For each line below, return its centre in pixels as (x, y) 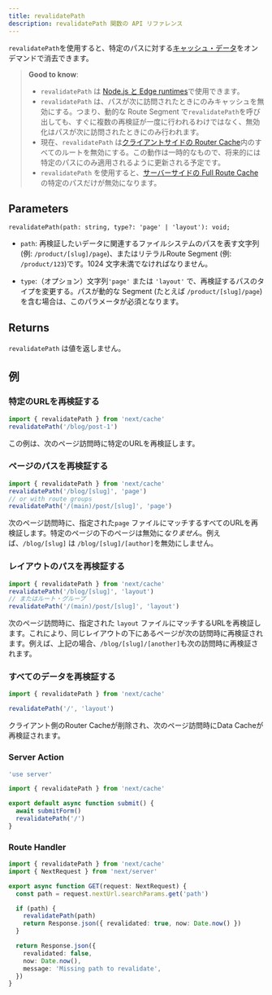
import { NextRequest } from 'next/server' (83, 871)
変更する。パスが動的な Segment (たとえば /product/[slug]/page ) (152, 291)
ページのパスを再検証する (58, 467)
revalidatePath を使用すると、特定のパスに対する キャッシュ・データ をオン (133, 48)
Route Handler (37, 847)
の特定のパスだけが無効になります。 (101, 182)
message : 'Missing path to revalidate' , (92, 969)
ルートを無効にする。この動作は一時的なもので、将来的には (162, 152)
